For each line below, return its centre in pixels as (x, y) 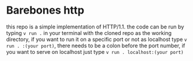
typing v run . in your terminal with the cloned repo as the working (89, 33)
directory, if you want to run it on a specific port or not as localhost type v (96, 39)
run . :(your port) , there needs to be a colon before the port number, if (96, 46)
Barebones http (45, 10)
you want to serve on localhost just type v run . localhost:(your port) (95, 52)
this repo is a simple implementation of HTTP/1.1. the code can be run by (95, 27)
